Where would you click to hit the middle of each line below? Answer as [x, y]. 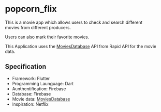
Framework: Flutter [31, 78]
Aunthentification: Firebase [39, 89]
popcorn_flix [31, 9]
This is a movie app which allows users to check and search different [74, 22]
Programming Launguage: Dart [43, 83]
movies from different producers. [38, 27]
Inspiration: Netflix [30, 104]
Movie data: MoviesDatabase [41, 99]
